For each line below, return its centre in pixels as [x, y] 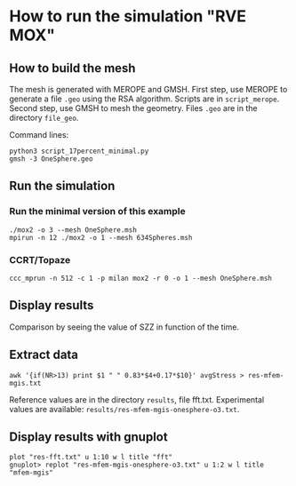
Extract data [44, 355]
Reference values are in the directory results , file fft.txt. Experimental [137, 399]
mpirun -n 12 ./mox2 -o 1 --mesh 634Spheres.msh [101, 237]
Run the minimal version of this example [98, 211]
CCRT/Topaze [40, 259]
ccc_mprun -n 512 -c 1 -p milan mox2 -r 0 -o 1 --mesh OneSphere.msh [141, 278]
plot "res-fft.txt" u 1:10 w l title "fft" [91, 458]
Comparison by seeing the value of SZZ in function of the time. [124, 327]
